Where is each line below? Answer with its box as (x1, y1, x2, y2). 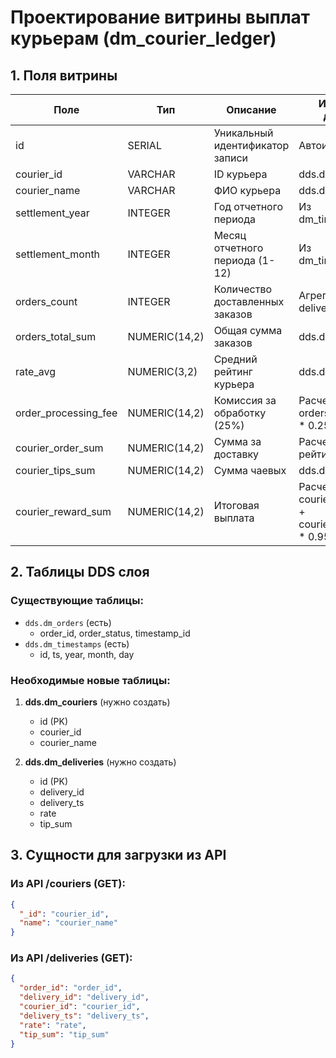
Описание (226, 103, 277, 116)
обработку (213, 406, 267, 420)
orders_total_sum (15, 330, 97, 343)
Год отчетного (213, 200, 283, 213)
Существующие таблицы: (10, 594, 144, 608)
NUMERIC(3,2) (127, 365, 198, 378)
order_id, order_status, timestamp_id (39, 627, 191, 639)
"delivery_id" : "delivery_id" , (19, 992, 150, 1003)
